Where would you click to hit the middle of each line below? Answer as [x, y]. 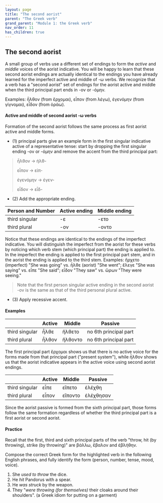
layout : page [18, 10]
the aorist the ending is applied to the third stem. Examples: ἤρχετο [72, 260]
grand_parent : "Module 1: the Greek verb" [49, 23]
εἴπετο [70, 388]
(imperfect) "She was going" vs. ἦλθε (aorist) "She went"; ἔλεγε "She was [80, 265]
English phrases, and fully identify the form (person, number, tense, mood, [80, 460]
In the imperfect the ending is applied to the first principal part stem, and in [80, 255]
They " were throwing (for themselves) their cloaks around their [75, 490]
